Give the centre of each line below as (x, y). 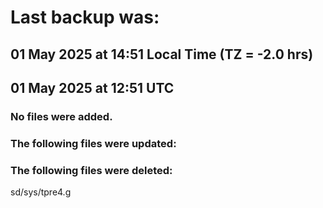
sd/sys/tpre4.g (41, 192)
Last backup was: (85, 17)
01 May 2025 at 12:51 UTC (92, 87)
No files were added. (61, 116)
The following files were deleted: (91, 170)
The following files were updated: (93, 143)
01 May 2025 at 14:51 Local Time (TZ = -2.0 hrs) (162, 54)
